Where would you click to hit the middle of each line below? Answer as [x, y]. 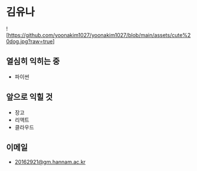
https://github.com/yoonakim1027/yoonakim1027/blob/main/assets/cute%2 [99, 35]
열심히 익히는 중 [33, 62]
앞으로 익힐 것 [29, 97]
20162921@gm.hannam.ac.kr [50, 162]
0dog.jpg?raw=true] [30, 41]
